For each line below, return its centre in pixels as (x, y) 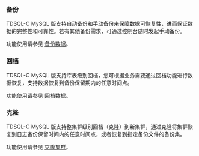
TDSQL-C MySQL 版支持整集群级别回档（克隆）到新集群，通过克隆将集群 (97, 127)
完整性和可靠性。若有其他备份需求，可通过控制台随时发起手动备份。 (101, 31)
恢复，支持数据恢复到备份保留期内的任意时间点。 (72, 83)
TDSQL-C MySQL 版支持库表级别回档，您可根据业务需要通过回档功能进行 (97, 75)
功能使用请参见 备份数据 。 (38, 44)
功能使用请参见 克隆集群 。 (38, 147)
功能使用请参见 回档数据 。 (38, 95)
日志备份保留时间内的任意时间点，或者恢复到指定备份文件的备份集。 (101, 134)
